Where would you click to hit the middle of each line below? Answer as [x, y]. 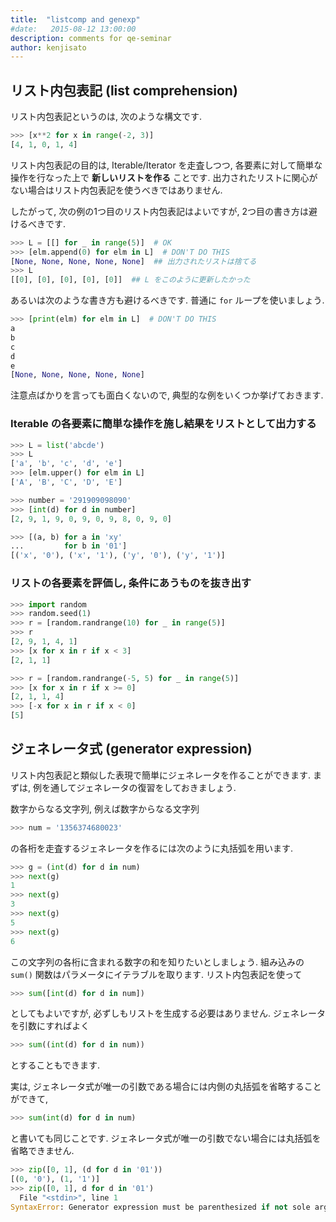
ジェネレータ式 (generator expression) [131, 749]
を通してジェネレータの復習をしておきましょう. [139, 787]
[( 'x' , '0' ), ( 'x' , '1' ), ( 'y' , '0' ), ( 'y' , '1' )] [118, 556]
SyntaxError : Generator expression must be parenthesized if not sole [160, 1207]
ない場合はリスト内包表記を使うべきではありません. [116, 190]
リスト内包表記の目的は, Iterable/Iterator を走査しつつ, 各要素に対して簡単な [166, 165]
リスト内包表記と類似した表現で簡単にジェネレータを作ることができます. [161, 775]
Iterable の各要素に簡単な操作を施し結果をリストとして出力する [163, 424]
